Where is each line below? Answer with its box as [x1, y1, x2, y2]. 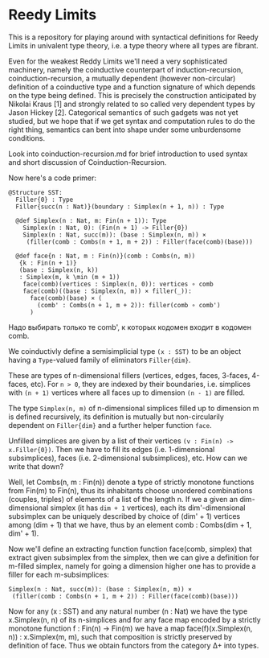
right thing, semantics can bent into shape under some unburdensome [8, 125, 242, 134]
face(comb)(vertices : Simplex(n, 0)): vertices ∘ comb [22, 280, 214, 288]
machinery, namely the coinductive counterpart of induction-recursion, [8, 64, 243, 74]
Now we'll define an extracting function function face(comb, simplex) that [8, 544, 252, 553]
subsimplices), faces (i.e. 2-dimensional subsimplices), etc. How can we [8, 453, 247, 463]
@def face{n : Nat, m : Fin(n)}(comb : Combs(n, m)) [15, 252, 196, 260]
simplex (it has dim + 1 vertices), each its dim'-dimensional [50, 503, 246, 512]
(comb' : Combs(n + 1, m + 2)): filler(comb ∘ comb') [37, 301, 221, 309]
